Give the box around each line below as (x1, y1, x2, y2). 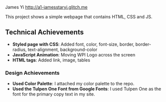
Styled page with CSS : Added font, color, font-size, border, (12, 41, 135, 47)
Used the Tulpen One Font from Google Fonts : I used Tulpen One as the (12, 86, 162, 92)
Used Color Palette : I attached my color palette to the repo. (12, 81, 135, 87)
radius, (12, 47, 27, 52)
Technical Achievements (5, 28, 84, 37)
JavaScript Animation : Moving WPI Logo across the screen (12, 51, 136, 57)
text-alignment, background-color (27, 47, 98, 52)
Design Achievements (5, 69, 60, 76)
